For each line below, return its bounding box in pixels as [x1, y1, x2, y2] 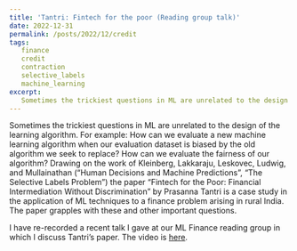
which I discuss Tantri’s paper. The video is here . [9, 232, 189, 243]
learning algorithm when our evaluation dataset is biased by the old [9, 139, 256, 150]
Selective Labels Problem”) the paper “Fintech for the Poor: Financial [9, 177, 261, 188]
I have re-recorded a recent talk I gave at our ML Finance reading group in [9, 223, 281, 233]
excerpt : [9, 87, 42, 96]
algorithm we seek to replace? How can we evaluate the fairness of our [9, 149, 270, 159]
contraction [20, 63, 66, 72]
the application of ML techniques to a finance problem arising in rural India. [9, 196, 285, 206]
